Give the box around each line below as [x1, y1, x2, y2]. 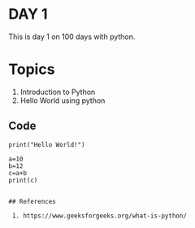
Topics [8, 60, 55, 79]
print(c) [8, 176, 38, 184]
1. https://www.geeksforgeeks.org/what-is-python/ [11, 212, 187, 220]
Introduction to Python [19, 87, 96, 97]
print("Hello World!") [8, 140, 85, 148]
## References [8, 197, 57, 205]
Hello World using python [19, 95, 106, 105]
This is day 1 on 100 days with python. [8, 32, 136, 41]
